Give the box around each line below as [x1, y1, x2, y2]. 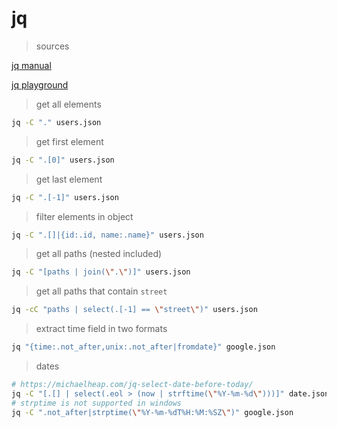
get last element [35, 173, 103, 185]
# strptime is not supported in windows [11, 398, 183, 408]
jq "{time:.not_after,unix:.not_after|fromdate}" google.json [11, 342, 276, 352]
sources [35, 40, 70, 52]
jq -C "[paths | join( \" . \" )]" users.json [11, 267, 191, 277]
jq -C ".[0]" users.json [11, 155, 115, 165]
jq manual [11, 59, 52, 71]
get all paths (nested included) [35, 248, 163, 260]
